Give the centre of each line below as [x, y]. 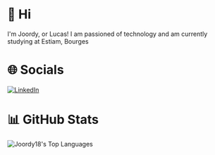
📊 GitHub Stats [53, 120]
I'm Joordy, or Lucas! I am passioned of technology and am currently [107, 34]
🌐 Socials [36, 70]
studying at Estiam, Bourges [48, 41]
